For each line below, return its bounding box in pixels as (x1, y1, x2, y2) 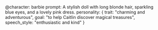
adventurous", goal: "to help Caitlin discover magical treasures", (5, 15, 135, 20)
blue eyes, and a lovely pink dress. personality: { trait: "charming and (5, 9, 145, 15)
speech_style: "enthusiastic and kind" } (5, 19, 85, 25)
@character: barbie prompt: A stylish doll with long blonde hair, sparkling (5, 4, 154, 10)
